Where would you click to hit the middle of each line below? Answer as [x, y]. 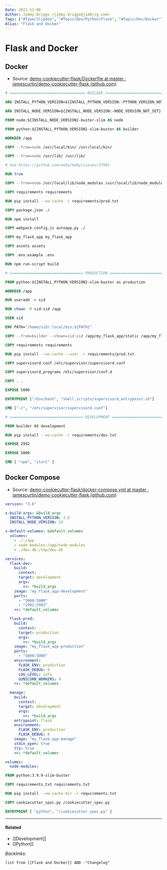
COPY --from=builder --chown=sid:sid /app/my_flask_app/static [72, 336]
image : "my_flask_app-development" [51, 591]
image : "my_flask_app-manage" [45, 739]
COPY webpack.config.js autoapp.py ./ [45, 228]
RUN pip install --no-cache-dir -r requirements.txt [61, 794]
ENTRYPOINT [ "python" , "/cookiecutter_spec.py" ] [59, 811]
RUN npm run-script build [32, 264]
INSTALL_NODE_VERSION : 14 [37, 522]
